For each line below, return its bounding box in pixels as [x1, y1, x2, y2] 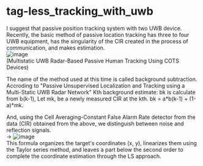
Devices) [6, 63, 29, 71]
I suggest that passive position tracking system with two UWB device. [6, 25, 182, 32]
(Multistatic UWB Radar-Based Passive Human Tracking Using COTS [6, 57, 179, 64]
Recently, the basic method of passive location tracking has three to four [6, 31, 190, 38]
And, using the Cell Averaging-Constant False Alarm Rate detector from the [6, 113, 196, 121]
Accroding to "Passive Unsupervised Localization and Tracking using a [6, 81, 185, 89]
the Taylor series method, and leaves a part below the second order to [6, 146, 183, 153]
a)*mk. [6, 101, 23, 108]
